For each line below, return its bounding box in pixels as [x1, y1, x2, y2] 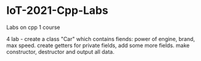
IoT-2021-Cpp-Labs [6, 4, 109, 18]
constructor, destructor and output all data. [6, 48, 115, 55]
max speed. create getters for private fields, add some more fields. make [6, 42, 190, 49]
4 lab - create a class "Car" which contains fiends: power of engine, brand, [6, 35, 196, 42]
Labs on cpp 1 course [6, 24, 60, 31]
